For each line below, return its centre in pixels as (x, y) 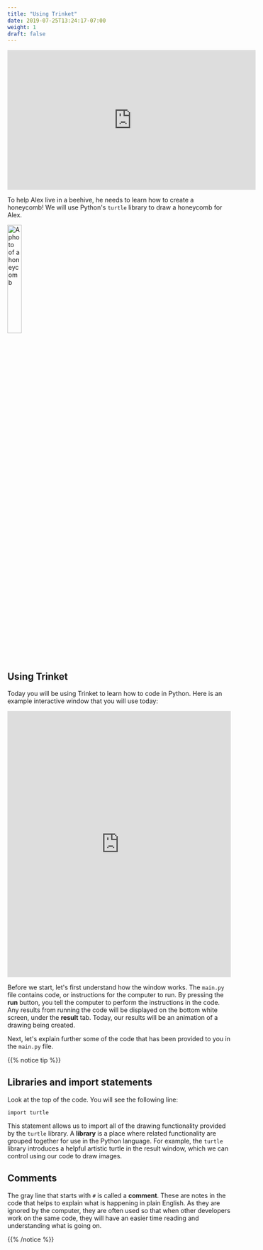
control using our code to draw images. (65, 1156)
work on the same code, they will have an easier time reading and (103, 1218)
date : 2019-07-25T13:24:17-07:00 (57, 21)
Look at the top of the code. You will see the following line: (93, 1099)
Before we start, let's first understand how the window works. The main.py (116, 987)
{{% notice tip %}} (34, 1060)
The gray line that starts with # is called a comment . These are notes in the (117, 1195)
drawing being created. (41, 1025)
